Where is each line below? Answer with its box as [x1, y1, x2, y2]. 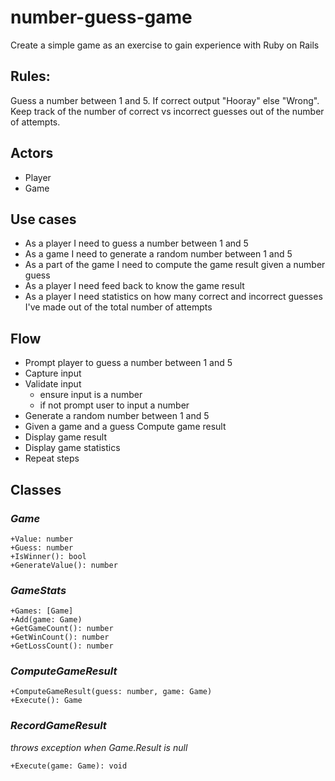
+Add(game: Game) [10, 615, 83, 625]
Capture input [24, 367, 82, 380]
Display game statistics [24, 442, 121, 454]
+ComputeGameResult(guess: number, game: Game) [10, 687, 213, 697]
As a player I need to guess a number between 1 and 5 [24, 237, 249, 250]
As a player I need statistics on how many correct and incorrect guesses [24, 291, 323, 303]
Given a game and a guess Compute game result [24, 421, 227, 433]
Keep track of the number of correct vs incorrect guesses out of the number [10, 105, 325, 117]
